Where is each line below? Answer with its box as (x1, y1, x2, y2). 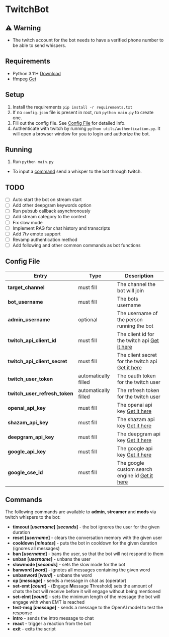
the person (117, 316, 143, 323)
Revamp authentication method (12, 236, 78, 242)
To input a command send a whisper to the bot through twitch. (12, 168, 142, 175)
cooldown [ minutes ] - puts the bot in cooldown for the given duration (12, 540, 157, 546)
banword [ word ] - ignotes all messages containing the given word (12, 567, 150, 573)
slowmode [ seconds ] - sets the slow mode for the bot (12, 562, 126, 568)
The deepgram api (117, 430, 161, 437)
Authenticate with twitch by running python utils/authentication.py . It (12, 125, 161, 131)
